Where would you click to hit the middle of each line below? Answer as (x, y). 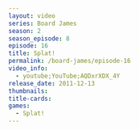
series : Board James (43, 23)
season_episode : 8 (39, 38)
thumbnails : (28, 91)
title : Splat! (32, 53)
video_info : (28, 69)
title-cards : (30, 99)
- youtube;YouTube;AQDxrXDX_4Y (68, 76)
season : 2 (25, 31)
